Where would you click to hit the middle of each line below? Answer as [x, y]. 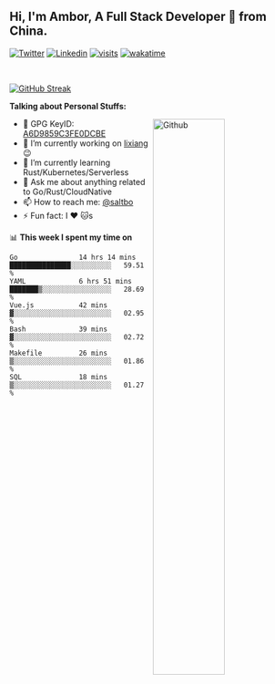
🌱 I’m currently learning [66, 162]
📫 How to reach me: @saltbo [78, 202]
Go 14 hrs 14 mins [73, 257]
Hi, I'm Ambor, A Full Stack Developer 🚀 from [138, 17]
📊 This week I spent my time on [71, 237]
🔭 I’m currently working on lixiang [85, 143]
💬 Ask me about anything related [84, 181]
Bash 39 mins [58, 329]
